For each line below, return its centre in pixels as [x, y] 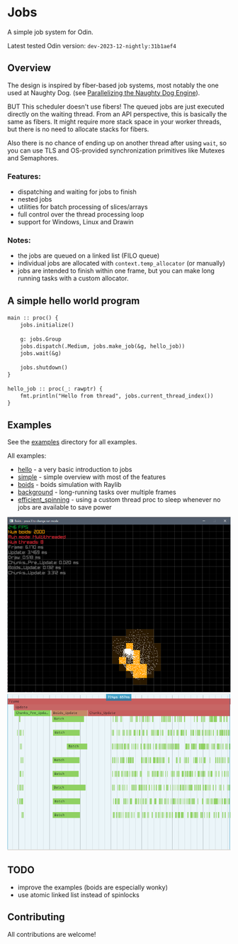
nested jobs [35, 199]
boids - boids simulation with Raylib [69, 484]
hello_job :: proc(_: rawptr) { [55, 389]
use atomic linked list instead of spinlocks [78, 894]
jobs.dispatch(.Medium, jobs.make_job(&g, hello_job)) [103, 346]
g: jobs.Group [41, 339]
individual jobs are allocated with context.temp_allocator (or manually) [121, 263]
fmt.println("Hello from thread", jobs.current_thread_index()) [117, 396]
